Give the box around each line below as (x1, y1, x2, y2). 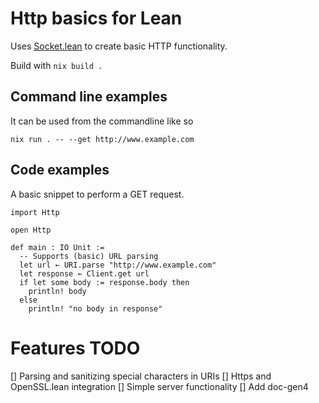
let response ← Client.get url (19, 268, 150, 279)
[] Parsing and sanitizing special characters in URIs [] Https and (10, 370, 272, 382)
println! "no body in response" (28, 303, 163, 314)
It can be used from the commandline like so (10, 115, 194, 127)
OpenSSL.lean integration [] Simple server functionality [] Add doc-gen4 (10, 380, 309, 392)
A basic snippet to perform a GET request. (10, 188, 185, 200)
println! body (28, 286, 87, 296)
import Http (10, 207, 60, 217)
